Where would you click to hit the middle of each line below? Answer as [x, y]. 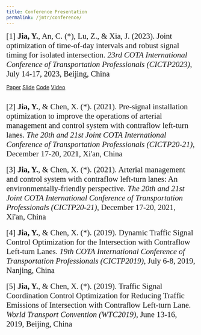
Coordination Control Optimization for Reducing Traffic [95, 295]
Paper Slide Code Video [36, 87]
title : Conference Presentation [47, 12]
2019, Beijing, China [39, 324]
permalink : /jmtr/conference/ [44, 18]
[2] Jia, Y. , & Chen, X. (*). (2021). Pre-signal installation [97, 107]
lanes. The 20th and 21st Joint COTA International [86, 135]
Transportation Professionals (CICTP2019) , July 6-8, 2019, [101, 261]
